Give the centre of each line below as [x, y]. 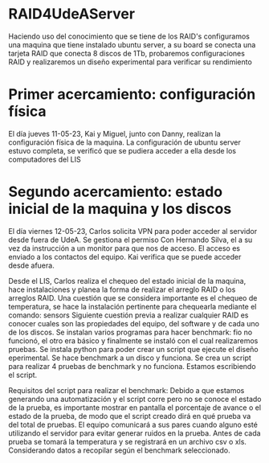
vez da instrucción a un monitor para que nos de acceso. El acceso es [124, 248]
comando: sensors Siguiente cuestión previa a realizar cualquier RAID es [128, 315]
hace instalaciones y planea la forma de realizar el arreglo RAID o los [122, 289]
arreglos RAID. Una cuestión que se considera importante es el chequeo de [133, 297]
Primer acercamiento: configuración [132, 94]
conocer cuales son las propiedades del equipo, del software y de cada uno [134, 323]
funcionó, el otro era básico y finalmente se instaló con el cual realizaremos [133, 340]
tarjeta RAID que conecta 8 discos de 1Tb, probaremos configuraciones [126, 53]
